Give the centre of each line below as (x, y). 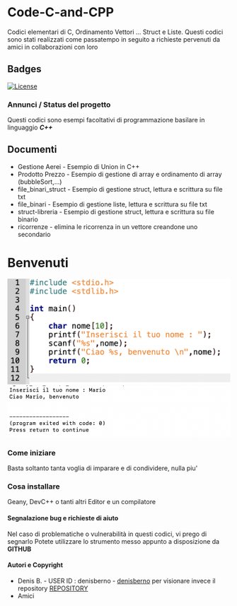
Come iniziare (32, 453)
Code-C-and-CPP (61, 12)
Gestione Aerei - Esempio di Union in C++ (79, 166)
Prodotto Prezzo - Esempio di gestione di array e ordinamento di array (120, 174)
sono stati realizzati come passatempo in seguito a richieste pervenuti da (114, 39)
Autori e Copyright (35, 565)
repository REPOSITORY (53, 588)
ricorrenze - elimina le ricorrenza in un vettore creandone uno (108, 226)
